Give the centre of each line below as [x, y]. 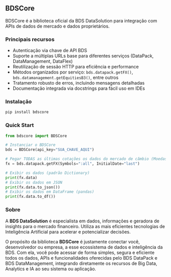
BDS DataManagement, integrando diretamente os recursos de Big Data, [81, 263]
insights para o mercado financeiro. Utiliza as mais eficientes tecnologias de [85, 226]
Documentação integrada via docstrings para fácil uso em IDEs [79, 88]
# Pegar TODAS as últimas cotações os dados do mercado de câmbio [77, 159]
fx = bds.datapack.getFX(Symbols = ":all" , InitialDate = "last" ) [73, 164]
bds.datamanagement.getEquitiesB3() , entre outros [65, 78]
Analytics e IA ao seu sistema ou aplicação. [51, 269]
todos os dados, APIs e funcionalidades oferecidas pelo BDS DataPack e [81, 258]
